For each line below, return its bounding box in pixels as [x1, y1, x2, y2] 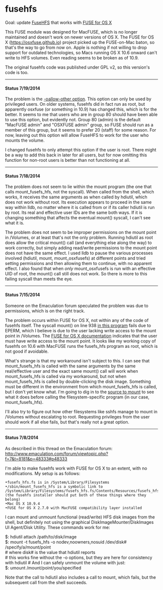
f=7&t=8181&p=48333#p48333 [5, 456, 67, 461]
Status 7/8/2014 [5, 435, 39, 440]
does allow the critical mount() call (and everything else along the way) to [5, 240, 152, 246]
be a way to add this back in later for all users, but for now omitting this [5, 152, 147, 158]
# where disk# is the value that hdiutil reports [5, 549, 96, 555]
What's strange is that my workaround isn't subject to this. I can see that [5, 358, 150, 363]
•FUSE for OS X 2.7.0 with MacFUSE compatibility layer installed [5, 505, 142, 510]
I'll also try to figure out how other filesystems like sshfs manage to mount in [5, 408, 158, 415]
